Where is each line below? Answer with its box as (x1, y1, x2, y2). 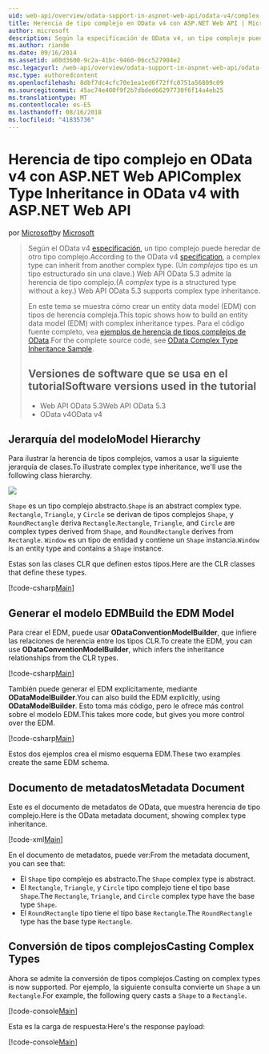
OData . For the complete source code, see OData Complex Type (27, 335, 239, 345)
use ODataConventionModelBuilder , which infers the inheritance (8, 645, 225, 655)
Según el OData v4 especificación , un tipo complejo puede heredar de (27, 243, 261, 253)
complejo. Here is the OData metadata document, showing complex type (8, 811, 247, 820)
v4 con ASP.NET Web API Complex (8, 167, 242, 186)
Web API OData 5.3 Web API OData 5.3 (39, 401, 167, 411)
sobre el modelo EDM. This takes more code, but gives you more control (8, 710, 245, 719)
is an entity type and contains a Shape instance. (8, 543, 164, 553)
